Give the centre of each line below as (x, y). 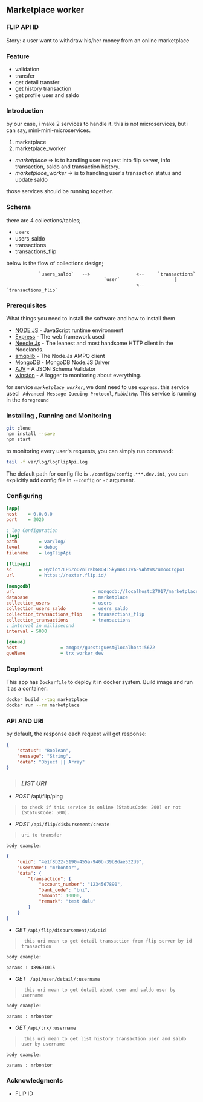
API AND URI (25, 721)
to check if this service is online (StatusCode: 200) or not (101, 808)
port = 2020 (25, 519)
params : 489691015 (31, 968)
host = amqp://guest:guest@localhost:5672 (81, 648)
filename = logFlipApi (39, 553)
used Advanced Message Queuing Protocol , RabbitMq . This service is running (101, 393)
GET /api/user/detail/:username (58, 978)
